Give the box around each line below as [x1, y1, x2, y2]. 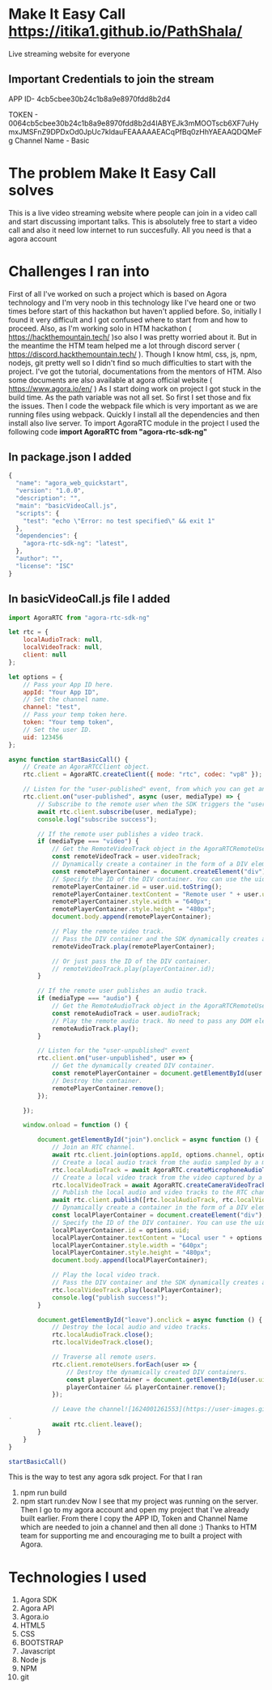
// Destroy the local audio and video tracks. [51, 1323, 212, 1332]
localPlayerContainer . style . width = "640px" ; [51, 1241, 208, 1249]
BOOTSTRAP [19, 1638, 64, 1648]
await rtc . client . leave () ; [51, 1420, 143, 1428]
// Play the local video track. [51, 1271, 161, 1279]
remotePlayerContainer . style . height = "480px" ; [51, 905, 216, 913]
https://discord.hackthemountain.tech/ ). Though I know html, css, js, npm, [8, 349, 257, 359]
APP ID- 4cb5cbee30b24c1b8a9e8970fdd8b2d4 [8, 94, 172, 104]
